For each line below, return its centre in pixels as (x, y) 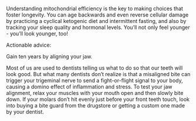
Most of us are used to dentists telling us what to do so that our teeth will (94, 68)
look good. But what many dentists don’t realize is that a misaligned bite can (98, 74)
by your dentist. (25, 112)
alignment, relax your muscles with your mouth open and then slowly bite (95, 93)
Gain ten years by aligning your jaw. (49, 56)
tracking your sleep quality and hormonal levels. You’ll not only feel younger (98, 27)
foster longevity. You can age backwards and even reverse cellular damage (97, 15)
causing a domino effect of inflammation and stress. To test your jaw (89, 87)
